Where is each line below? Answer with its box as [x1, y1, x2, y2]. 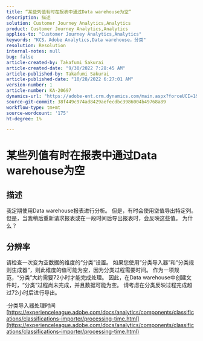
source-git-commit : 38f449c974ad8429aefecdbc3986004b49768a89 [6, 99, 166, 105]
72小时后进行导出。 [11, 289, 60, 296]
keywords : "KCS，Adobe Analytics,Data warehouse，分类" [6, 37, 146, 43]
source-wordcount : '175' [6, 110, 69, 116]
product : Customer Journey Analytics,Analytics [6, 25, 129, 32]
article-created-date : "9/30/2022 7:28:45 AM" [6, 65, 126, 71]
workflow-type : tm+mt [6, 104, 61, 111]
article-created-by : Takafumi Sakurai [6, 59, 104, 65]
